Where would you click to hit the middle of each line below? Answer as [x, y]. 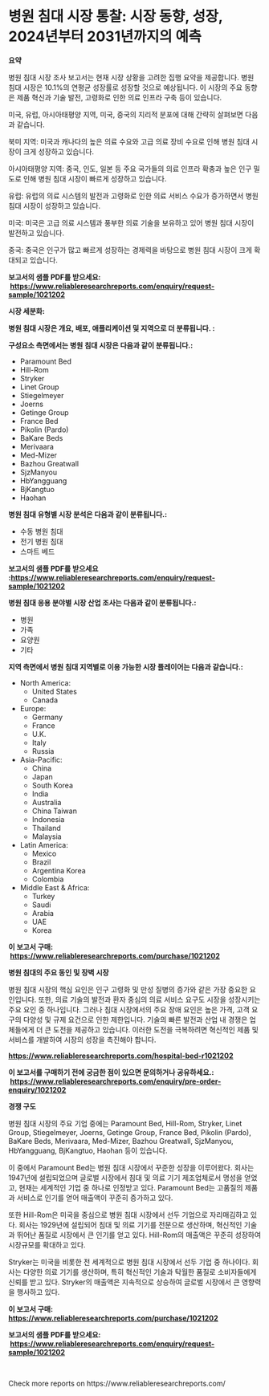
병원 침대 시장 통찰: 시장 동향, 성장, [116, 16]
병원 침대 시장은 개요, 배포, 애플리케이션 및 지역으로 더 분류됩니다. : [112, 328]
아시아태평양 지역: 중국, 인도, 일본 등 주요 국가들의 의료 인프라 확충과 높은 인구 [130, 169]
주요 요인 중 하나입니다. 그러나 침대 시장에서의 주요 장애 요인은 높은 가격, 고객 [129, 1009]
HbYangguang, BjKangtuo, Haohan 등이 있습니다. [88, 1150]
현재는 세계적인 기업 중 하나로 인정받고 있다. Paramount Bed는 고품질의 [131, 1187]
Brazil [41, 862]
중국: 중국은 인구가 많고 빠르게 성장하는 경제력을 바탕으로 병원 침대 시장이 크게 [130, 250]
